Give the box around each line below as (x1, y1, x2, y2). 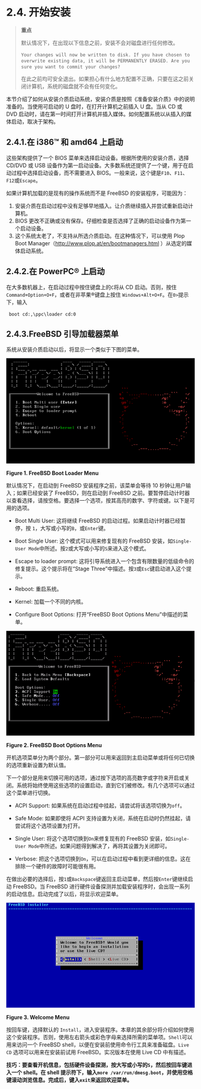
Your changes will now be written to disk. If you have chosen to (20, 52, 190, 58)
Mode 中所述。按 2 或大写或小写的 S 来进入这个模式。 (28, 545, 150, 552)
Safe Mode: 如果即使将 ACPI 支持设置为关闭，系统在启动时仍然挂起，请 (14, 815, 191, 822)
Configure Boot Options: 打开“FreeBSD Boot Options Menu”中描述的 (14, 611, 184, 618)
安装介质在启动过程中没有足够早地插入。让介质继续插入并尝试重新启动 (14, 202, 188, 209)
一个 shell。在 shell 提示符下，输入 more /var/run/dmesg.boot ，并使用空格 (11, 1069, 193, 1076)
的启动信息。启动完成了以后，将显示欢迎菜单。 (6, 891, 121, 898)
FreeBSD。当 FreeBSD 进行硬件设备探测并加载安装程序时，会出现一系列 (13, 883, 190, 891)
